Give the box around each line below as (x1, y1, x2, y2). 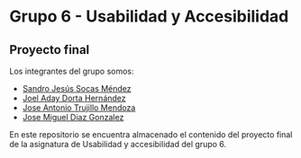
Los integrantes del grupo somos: (9, 66, 134, 76)
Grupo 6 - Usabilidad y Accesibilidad (9, 6, 289, 27)
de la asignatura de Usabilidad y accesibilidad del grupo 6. (9, 139, 227, 149)
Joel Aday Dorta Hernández (22, 92, 126, 103)
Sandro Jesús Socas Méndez (22, 83, 132, 93)
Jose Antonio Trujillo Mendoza (22, 102, 136, 113)
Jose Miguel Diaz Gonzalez (22, 112, 124, 122)
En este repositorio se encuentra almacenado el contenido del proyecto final (9, 129, 293, 140)
